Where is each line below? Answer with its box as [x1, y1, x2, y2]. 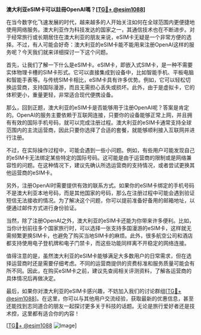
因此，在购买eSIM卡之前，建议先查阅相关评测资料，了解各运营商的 [26, 267, 192, 274]
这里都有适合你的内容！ [22, 310, 80, 317]
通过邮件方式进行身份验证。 [11, 204, 80, 212]
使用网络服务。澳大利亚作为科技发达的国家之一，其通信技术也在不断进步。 [6, 26, 190, 33]
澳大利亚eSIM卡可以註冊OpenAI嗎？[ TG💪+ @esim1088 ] [6, 6, 145, 13]
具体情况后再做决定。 [6, 275, 59, 282]
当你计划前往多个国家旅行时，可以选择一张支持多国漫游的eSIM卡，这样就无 [6, 225, 192, 231]
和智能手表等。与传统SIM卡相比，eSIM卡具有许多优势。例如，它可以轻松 [6, 76, 185, 83]
